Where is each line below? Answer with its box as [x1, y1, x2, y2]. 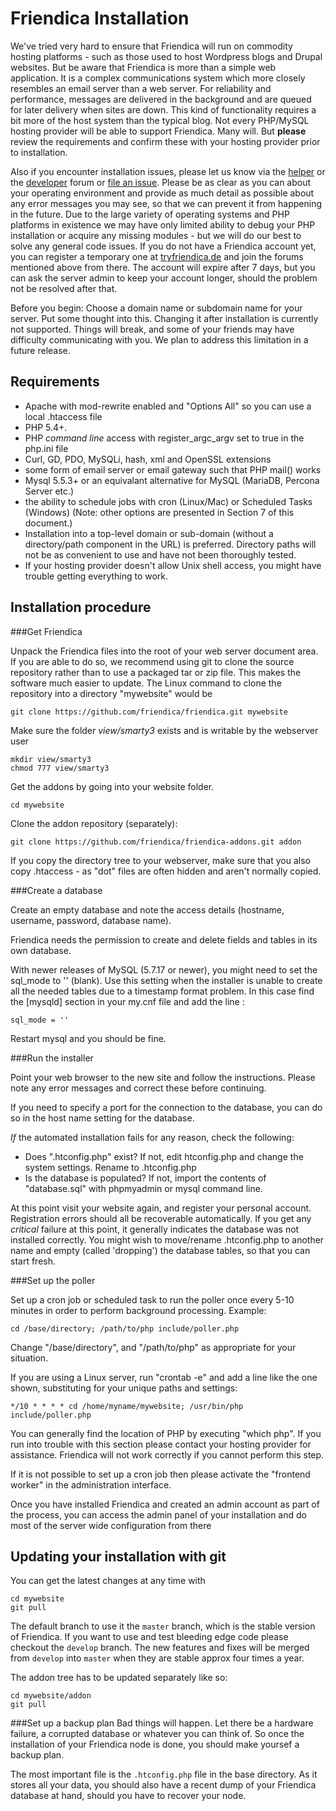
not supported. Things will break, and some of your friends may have [10, 323, 295, 335]
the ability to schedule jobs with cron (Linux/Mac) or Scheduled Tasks [24, 495, 313, 507]
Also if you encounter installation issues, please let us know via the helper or [10, 165, 326, 177]
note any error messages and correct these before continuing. [10, 1082, 267, 1094]
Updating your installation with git [10, 1548, 227, 1565]
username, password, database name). [10, 914, 172, 926]
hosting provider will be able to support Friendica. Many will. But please [10, 125, 307, 137]
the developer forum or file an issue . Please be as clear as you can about [10, 176, 312, 188]
